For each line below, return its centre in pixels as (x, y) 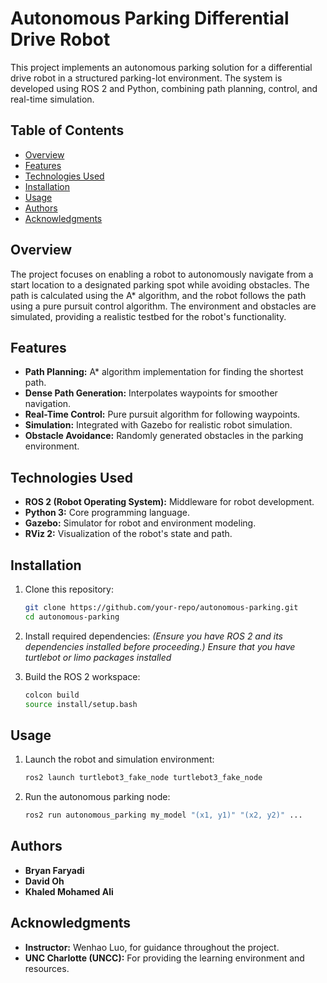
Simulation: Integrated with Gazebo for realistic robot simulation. (158, 425)
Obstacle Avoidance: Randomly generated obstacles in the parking (164, 436)
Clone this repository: (69, 589)
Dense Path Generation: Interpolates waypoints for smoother (151, 393)
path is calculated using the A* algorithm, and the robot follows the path (158, 295)
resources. (47, 968)
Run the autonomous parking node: (97, 797)
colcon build (52, 695)
